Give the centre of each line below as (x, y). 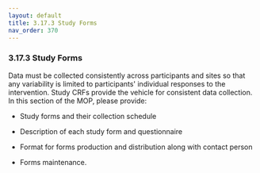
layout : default (35, 15)
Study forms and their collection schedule (88, 116)
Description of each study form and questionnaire (101, 131)
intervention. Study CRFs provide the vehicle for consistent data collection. (130, 92)
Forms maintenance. (53, 162)
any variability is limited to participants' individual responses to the (117, 83)
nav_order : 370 (33, 30)
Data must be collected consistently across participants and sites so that (127, 75)
